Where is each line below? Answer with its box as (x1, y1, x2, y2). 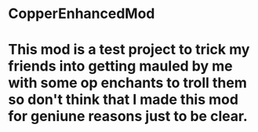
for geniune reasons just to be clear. (8, 108, 249, 126)
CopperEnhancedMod (8, 5, 155, 23)
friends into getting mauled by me (8, 57, 233, 75)
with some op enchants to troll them (8, 74, 247, 92)
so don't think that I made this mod (8, 91, 239, 108)
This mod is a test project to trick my (8, 41, 250, 59)
